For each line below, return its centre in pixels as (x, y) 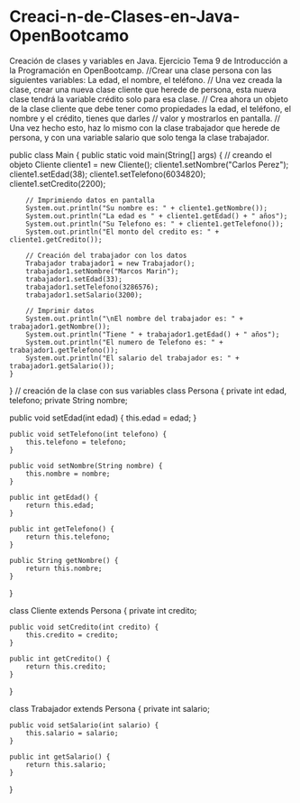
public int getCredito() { (60, 659)
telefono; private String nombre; (68, 400)
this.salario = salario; (72, 733)
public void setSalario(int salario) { (84, 725)
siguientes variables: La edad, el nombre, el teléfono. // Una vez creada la (146, 79)
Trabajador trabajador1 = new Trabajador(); (110, 263)
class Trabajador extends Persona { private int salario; (109, 708)
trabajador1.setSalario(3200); (84, 295)
